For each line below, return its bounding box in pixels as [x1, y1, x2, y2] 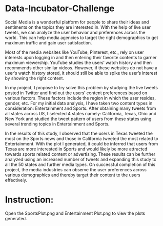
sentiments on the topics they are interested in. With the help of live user [5, 24, 151, 30]
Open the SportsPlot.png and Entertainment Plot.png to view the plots [5, 210, 145, 216]
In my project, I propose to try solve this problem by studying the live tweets [5, 84, 158, 90]
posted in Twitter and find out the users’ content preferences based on [5, 90, 147, 96]
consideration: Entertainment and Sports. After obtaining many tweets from [5, 105, 156, 111]
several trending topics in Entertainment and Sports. [5, 121, 110, 127]
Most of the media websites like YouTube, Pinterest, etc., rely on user [5, 49, 144, 55]
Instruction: [5, 194, 54, 205]
